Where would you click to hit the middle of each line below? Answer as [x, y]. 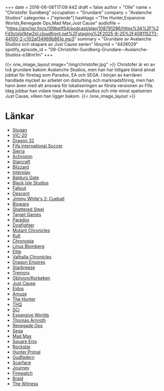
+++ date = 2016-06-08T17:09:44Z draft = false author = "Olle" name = [78, 7]
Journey [21, 368]
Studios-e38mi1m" [24, 55]
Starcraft [21, 162]
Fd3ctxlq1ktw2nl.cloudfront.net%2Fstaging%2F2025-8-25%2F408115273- [82, 34]
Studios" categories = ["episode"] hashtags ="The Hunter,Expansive [75, 18]
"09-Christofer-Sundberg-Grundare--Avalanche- [98, 49]
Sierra [18, 151]
